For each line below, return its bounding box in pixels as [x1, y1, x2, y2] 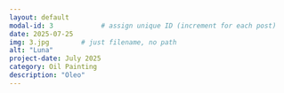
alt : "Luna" [9, 46, 53, 55]
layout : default [9, 12, 69, 22]
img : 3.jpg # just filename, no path [9, 37, 177, 47]
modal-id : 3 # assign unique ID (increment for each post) [9, 21, 277, 30]
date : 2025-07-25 [9, 29, 74, 38]
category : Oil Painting [9, 63, 98, 72]
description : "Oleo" [9, 71, 86, 80]
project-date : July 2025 [9, 54, 101, 63]
